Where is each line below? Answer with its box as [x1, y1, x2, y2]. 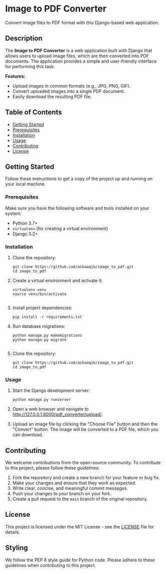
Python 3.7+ [12, 220, 38, 226]
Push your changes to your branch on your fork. [12, 491, 111, 497]
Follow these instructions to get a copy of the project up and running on [5, 176, 153, 182]
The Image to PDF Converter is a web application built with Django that [5, 47, 152, 53]
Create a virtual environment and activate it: [12, 277, 103, 283]
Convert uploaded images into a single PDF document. [12, 88, 125, 94]
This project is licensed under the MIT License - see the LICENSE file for [5, 523, 154, 529]
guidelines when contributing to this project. [5, 562, 96, 568]
